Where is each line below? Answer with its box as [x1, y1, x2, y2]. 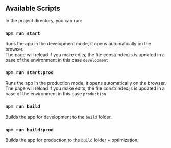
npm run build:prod [5, 127, 54, 132]
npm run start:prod [5, 70, 54, 76]
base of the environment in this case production [5, 91, 106, 97]
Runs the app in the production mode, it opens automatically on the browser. [5, 80, 166, 86]
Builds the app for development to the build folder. [5, 114, 112, 120]
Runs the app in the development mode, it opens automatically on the [5, 41, 152, 47]
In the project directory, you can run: [5, 17, 82, 23]
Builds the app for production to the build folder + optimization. [5, 137, 139, 143]
